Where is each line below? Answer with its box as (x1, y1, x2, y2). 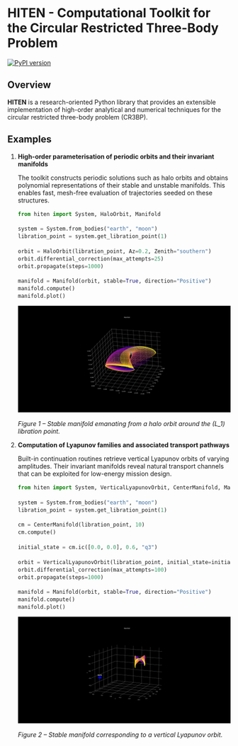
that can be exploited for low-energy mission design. (17, 469, 172, 478)
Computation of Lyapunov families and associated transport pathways (17, 441, 230, 449)
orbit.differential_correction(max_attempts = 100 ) (17, 566, 168, 573)
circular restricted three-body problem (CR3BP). (7, 113, 148, 121)
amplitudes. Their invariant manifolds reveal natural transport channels (17, 462, 225, 471)
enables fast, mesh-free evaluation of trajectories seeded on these (17, 188, 213, 197)
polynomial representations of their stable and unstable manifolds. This (17, 180, 225, 189)
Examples (7, 133, 52, 146)
